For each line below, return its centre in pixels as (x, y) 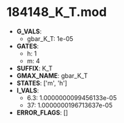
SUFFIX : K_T (34, 68)
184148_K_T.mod (57, 12)
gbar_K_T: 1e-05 (50, 38)
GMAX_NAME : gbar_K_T (52, 75)
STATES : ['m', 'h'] (42, 83)
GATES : (28, 46)
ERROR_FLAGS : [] (42, 113)
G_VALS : (29, 31)
